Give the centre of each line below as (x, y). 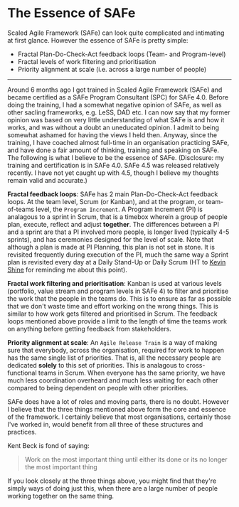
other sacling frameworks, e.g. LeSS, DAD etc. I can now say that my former (119, 112)
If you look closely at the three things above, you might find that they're (112, 481)
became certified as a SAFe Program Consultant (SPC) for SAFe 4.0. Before (118, 97)
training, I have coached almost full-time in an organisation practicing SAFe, (118, 142)
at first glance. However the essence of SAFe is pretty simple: (98, 40)
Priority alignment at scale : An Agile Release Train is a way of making (112, 342)
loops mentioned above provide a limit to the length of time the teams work (117, 321)
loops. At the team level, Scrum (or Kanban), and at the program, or (106, 201)
